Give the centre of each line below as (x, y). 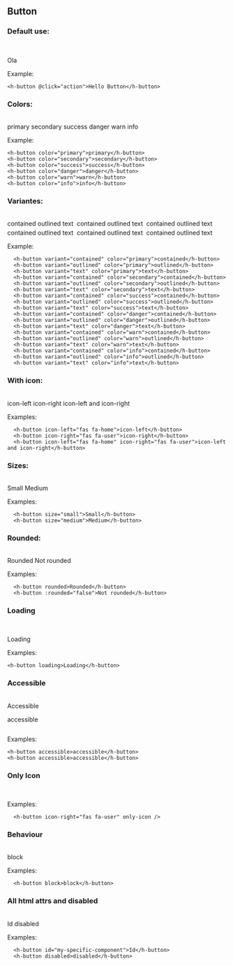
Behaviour (25, 834)
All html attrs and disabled (53, 901)
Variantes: (25, 200)
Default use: (29, 31)
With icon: (25, 381)
